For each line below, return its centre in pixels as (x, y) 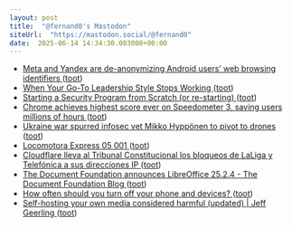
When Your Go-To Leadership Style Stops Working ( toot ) (128, 88)
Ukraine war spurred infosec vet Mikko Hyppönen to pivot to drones (149, 127)
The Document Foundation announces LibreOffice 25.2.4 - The (140, 175)
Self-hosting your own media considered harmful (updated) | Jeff (144, 203)
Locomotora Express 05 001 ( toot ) (86, 146)
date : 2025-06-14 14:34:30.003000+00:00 (89, 43)
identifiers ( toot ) (52, 79)
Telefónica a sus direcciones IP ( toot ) (92, 165)
